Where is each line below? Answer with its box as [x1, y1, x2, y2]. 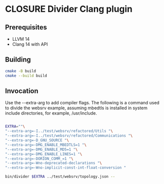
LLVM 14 [12, 36, 30, 42]
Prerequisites [5, 23, 47, 31]
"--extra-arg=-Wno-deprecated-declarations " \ [5, 161, 102, 166]
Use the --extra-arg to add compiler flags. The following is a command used [5, 100, 160, 106]
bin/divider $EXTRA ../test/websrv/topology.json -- [5, 174, 115, 179]
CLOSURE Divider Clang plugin [5, 3, 133, 15]
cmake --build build [5, 73, 48, 78]
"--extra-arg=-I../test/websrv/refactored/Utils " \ [5, 129, 113, 134]
